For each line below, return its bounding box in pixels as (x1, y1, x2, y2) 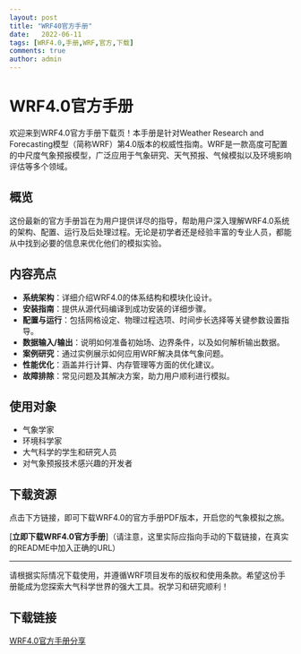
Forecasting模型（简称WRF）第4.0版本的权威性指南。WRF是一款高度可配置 (9, 138, 288, 149)
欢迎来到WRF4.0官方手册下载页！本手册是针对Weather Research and (9, 127, 264, 138)
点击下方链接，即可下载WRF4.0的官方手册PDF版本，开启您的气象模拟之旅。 (9, 512, 289, 523)
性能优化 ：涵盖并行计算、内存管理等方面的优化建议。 (21, 359, 219, 370)
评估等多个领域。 (9, 160, 73, 171)
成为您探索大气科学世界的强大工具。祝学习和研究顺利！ (24, 581, 229, 592)
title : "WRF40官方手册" (9, 22, 92, 30)
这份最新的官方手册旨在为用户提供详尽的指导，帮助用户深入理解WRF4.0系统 (9, 215, 290, 226)
